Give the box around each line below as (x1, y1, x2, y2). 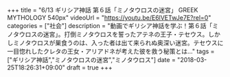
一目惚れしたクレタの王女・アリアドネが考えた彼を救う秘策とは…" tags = (7, 47, 215, 55)
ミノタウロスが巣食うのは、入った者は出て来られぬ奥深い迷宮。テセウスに (12, 39, 224, 46)
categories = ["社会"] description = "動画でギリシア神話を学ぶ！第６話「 (7, 22, 213, 29)
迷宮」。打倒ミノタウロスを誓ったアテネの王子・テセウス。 (43, 30, 209, 38)
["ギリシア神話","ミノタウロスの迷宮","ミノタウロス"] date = (7, 56, 176, 63)
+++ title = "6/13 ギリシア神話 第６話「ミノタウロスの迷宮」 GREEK (7, 6, 198, 14)
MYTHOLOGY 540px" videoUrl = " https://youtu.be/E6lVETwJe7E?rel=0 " (7, 14, 211, 22)
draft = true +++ (66, 63, 113, 72)
